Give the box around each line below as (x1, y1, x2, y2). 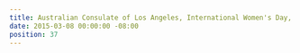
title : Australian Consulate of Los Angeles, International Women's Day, (9, 13, 293, 22)
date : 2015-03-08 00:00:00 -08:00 (9, 22, 140, 31)
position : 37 (9, 30, 59, 39)
